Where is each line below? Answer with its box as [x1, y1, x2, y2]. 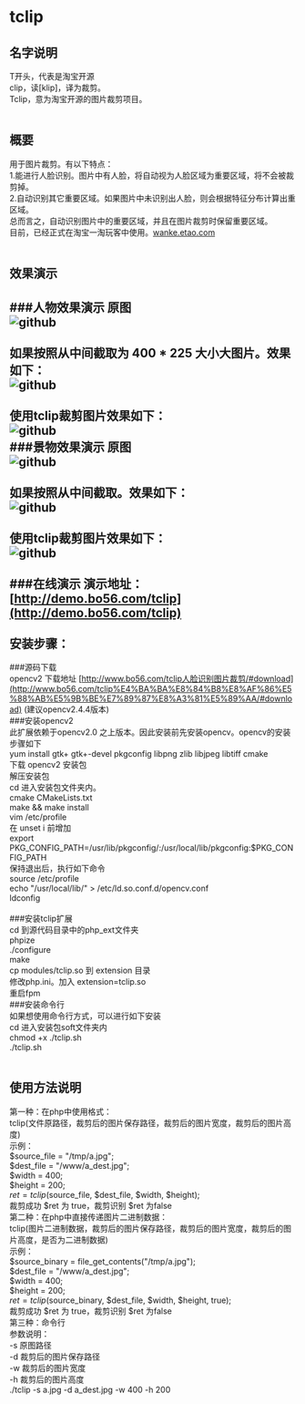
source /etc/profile [9, 873, 80, 884]
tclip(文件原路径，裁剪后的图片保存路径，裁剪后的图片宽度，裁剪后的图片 [9, 1117, 284, 1128]
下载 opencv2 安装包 [9, 759, 87, 770]
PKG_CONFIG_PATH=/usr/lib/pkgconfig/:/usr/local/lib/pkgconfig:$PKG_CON [9, 842, 294, 853]
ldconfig [9, 893, 41, 903]
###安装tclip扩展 [9, 914, 73, 924]
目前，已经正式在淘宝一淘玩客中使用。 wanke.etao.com [9, 226, 216, 238]
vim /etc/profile [9, 811, 67, 822]
